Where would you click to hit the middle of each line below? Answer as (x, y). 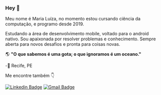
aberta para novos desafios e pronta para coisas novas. (63, 44)
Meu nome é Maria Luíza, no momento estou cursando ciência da (73, 19)
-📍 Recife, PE (19, 66)
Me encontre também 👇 (30, 76)
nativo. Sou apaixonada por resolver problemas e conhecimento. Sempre (81, 39)
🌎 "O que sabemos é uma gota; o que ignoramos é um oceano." (73, 54)
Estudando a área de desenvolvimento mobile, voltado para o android (77, 34)
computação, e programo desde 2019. (45, 24)
